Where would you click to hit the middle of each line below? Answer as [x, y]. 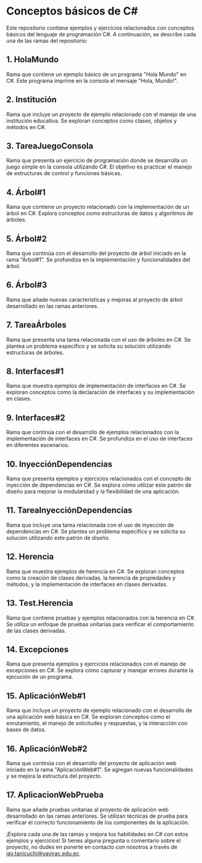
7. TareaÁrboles [36, 325]
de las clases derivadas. [36, 630]
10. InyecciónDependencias [59, 464]
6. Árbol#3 [27, 285]
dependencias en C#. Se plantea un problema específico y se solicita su [96, 531]
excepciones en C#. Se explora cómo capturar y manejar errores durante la [100, 670]
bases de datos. [26, 730]
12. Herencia [30, 557]
